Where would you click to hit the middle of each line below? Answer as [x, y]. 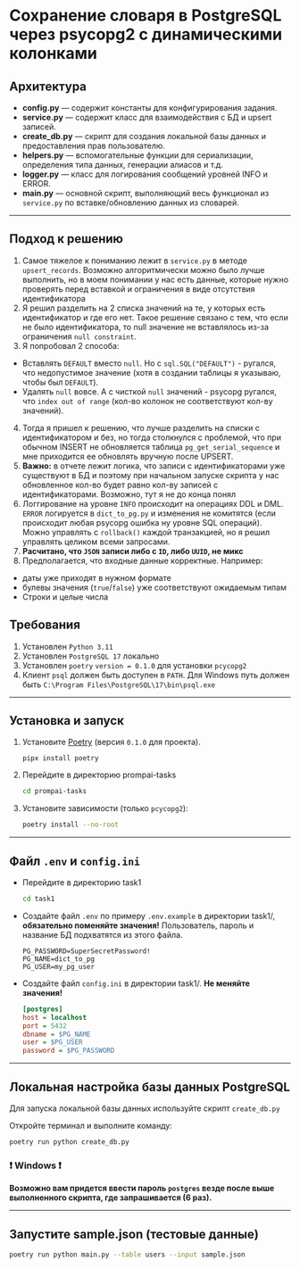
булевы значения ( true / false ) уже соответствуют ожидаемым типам [154, 587]
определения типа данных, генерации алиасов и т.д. [122, 165]
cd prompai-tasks [54, 791]
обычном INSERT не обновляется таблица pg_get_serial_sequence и [151, 446]
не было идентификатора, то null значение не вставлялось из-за [146, 327]
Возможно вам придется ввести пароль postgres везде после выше [142, 1189]
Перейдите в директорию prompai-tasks [99, 775]
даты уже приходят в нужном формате [96, 577]
